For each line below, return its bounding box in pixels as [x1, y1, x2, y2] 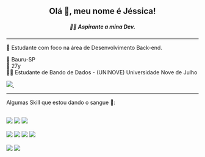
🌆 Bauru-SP [6, 56, 35, 63]
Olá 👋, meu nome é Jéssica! [49, 6, 156, 16]
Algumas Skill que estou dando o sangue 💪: [6, 99, 116, 106]
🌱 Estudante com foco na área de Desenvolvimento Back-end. [6, 44, 163, 52]
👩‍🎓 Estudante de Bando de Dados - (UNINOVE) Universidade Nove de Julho [6, 69, 198, 76]
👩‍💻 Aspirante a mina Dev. [69, 23, 136, 30]
